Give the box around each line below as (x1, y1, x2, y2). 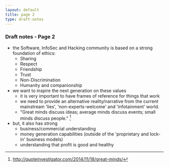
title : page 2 (5, 12, 35, 17)
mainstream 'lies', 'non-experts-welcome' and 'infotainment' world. (20, 104, 159, 110)
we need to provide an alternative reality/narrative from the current (20, 98, 158, 104)
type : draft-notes (5, 17, 44, 22)
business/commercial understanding (20, 126, 96, 132)
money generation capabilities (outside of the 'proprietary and (20, 131, 149, 137)
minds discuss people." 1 (20, 114, 71, 121)
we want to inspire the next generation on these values (12, 88, 127, 94)
